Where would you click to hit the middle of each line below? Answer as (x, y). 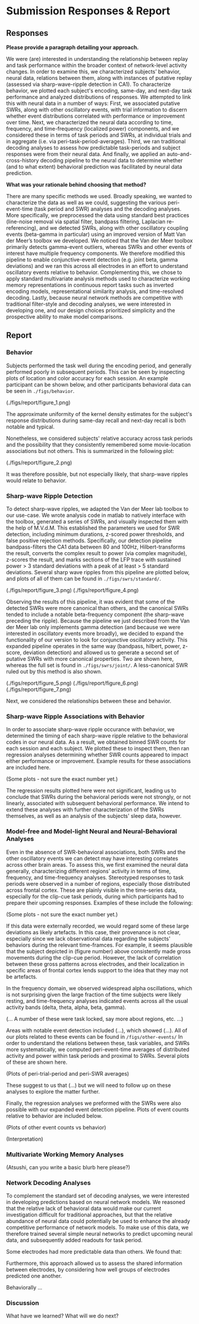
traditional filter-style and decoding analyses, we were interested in (89, 304)
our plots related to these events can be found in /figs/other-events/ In (94, 1036)
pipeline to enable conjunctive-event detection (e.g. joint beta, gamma (92, 260)
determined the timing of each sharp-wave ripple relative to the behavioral (97, 736)
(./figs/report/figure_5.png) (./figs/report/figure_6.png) (72, 683)
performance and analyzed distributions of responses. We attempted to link (99, 97)
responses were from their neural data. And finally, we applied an (86, 154)
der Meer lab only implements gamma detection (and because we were (93, 627)
